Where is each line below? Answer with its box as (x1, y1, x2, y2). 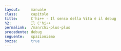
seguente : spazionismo (4, 34, 55, 39)
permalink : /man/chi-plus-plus (4, 25, 70, 30)
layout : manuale (4, 7, 47, 12)
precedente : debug (4, 30, 42, 34)
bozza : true (4, 39, 40, 44)
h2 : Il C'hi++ (4, 20, 51, 26)
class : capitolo (4, 12, 49, 17)
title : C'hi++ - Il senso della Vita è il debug (4, 16, 117, 21)
